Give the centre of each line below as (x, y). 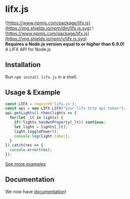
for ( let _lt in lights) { (37, 118)
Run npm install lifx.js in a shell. (41, 77)
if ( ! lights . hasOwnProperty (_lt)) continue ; (60, 123)
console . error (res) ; (31, 150)
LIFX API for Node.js (30, 49)
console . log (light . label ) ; (42, 136)
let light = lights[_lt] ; (41, 127)
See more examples (26, 164)
